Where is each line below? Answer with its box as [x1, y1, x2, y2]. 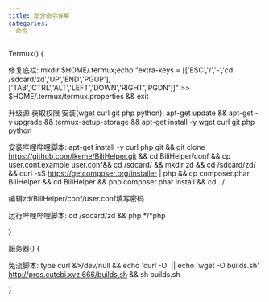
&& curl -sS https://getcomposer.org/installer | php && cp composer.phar [8, 168, 250, 178]
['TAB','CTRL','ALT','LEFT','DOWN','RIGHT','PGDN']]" [8, 83, 180, 93]
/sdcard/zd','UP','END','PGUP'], [8, 74, 111, 85]
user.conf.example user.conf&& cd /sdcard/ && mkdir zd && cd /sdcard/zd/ [8, 160, 256, 170]
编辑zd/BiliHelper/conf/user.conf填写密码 [8, 194, 145, 204]
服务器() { [8, 243, 40, 254]
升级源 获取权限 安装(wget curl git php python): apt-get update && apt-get [8, 108, 254, 118]
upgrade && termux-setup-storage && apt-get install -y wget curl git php [14, 118, 255, 127]
